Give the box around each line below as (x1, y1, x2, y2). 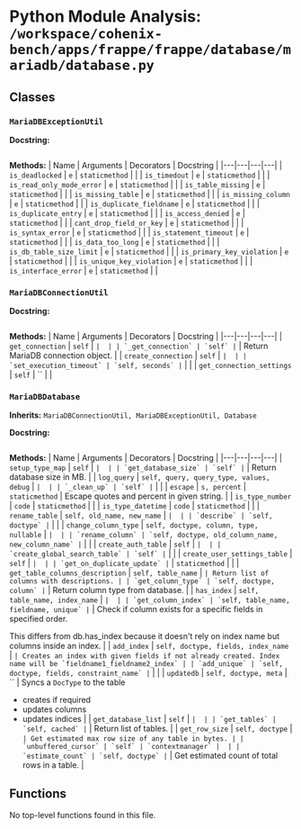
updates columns (22, 704, 87, 715)
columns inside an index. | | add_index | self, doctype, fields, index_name (9, 641, 289, 652)
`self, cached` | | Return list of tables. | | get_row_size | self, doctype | (22, 723, 293, 734)
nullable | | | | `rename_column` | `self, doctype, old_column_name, (9, 529, 279, 540)
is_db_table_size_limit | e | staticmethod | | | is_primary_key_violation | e (9, 246, 289, 257)
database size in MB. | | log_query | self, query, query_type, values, (9, 472, 271, 482)
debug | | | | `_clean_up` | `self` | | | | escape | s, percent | (9, 482, 247, 492)
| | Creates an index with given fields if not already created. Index (9, 650, 280, 661)
